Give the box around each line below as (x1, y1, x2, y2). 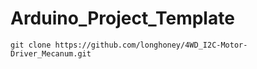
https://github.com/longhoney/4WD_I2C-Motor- (54, 40, 248, 50)
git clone (10, 40, 52, 50)
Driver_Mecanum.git (10, 48, 92, 59)
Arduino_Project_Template (10, 7, 235, 30)
